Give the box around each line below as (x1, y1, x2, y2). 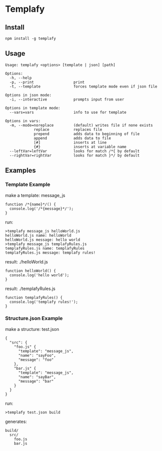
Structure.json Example (5, 315, 63, 322)
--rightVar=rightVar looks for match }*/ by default (9, 153, 140, 158)
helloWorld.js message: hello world (5, 237, 80, 242)
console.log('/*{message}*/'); (9, 206, 74, 211)
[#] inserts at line (33, 140, 107, 145)
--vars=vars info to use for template (9, 110, 127, 115)
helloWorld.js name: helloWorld (5, 233, 71, 238)
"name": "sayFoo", (18, 353, 56, 358)
